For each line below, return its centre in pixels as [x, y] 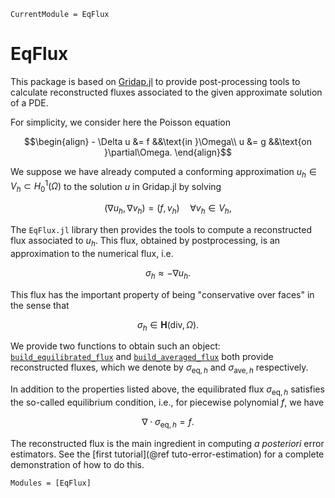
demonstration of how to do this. [77, 464]
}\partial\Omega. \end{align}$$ [168, 152]
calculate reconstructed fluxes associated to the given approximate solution [166, 92]
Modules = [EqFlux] [51, 483]
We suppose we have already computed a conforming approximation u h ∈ [163, 172]
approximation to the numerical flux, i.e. [92, 253]
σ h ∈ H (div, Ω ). [168, 325]
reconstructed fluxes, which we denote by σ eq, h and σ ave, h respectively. [159, 368]
